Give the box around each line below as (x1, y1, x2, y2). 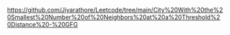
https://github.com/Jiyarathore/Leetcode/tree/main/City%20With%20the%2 (7, 6, 223, 14)
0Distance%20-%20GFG (7, 21, 78, 28)
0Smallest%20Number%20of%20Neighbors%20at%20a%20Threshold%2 (7, 13, 220, 21)
